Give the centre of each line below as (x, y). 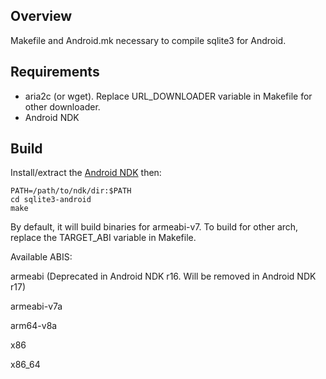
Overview (41, 16)
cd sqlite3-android (51, 200)
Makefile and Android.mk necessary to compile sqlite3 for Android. (148, 40)
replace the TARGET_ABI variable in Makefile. (103, 238)
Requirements (55, 72)
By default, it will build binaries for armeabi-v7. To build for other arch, (154, 227)
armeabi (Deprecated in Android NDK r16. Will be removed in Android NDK (163, 276)
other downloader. (62, 106)
